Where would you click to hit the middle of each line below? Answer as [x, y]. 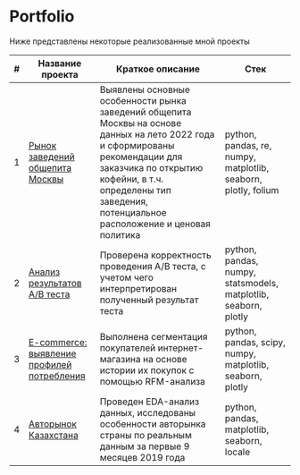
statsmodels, [251, 283]
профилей [50, 364]
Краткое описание [158, 69]
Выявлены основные [145, 89]
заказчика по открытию [151, 167]
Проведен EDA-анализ [149, 402]
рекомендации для [141, 157]
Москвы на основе [140, 123]
